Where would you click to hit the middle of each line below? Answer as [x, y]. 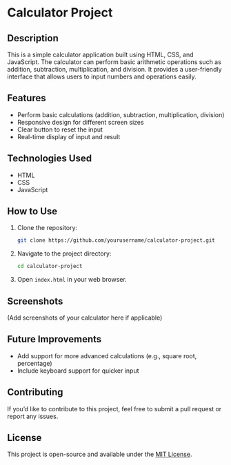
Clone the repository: [47, 228]
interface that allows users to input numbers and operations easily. [102, 76]
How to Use [32, 211]
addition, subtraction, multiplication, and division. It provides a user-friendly [114, 69]
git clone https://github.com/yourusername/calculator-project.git [116, 240]
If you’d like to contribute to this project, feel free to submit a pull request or [114, 409]
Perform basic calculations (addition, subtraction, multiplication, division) [121, 114]
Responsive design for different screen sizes [80, 122]
